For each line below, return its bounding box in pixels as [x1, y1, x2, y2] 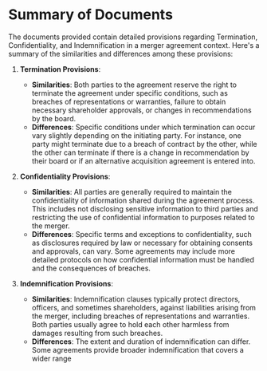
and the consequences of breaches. [31, 263, 151, 273]
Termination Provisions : [19, 64, 101, 73]
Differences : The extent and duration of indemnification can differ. [31, 337, 251, 346]
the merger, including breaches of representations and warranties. [31, 311, 249, 321]
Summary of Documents [8, 6, 174, 24]
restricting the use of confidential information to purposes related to [31, 212, 255, 222]
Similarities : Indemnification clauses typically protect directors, [31, 294, 241, 304]
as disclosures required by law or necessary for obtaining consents [31, 238, 253, 247]
